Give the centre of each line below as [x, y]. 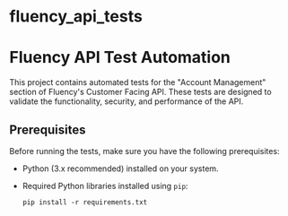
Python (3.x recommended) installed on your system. [120, 168]
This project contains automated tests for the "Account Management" [138, 82]
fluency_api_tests [76, 17]
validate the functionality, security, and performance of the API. [127, 101]
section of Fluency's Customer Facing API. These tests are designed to [140, 92]
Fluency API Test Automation [120, 58]
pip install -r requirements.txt [85, 202]
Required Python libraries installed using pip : [105, 186]
